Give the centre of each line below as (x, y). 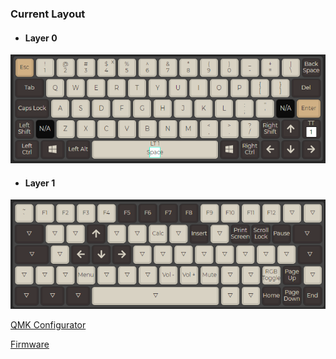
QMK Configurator (48, 324)
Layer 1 (40, 183)
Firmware (30, 344)
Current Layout (48, 14)
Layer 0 (41, 38)
